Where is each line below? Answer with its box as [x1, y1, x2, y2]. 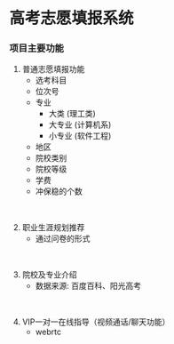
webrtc [35, 326, 62, 338]
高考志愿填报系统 [9, 8, 135, 28]
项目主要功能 [9, 42, 65, 54]
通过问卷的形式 [35, 233, 91, 244]
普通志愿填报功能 [21, 64, 85, 75]
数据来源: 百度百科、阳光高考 [35, 281, 142, 292]
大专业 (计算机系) [48, 119, 112, 130]
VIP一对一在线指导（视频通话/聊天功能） [21, 316, 170, 327]
